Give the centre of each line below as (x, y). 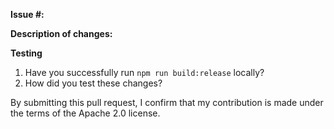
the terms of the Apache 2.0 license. (85, 113)
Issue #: (27, 14)
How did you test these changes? (93, 83)
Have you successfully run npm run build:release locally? (144, 72)
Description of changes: (61, 33)
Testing (26, 53)
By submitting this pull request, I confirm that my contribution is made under (167, 102)
